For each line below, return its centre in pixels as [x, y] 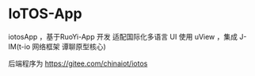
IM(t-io [19, 46]
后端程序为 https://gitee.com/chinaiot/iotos [78, 63]
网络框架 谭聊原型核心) [69, 46]
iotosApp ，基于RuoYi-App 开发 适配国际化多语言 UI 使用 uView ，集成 [123, 36]
